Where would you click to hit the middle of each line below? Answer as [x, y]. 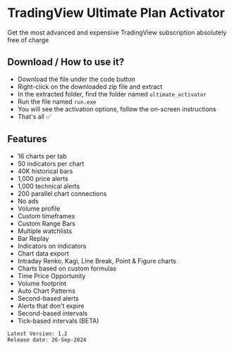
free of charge [28, 39]
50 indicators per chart [51, 163]
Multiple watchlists [45, 231]
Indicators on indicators [52, 246]
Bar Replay [33, 238]
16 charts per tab [42, 156]
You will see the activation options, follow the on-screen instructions [117, 109]
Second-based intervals [53, 313]
